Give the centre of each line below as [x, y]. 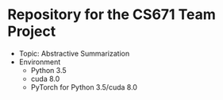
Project [32, 31]
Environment [40, 62]
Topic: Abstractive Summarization [74, 53]
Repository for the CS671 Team [111, 15]
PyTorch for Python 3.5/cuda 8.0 [84, 87]
